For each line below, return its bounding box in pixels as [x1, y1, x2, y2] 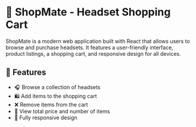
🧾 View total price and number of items [14, 107, 110, 115]
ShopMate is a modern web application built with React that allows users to [5, 37, 190, 45]
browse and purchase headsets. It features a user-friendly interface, [5, 44, 173, 51]
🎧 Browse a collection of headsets [14, 83, 101, 91]
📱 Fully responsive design [14, 114, 78, 121]
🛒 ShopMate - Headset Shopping [5, 5, 171, 19]
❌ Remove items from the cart [14, 101, 88, 108]
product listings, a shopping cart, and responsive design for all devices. [5, 50, 181, 57]
